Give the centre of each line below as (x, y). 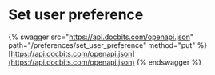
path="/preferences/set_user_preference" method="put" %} (108, 45)
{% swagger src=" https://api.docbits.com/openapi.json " (101, 37)
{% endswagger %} (169, 62)
